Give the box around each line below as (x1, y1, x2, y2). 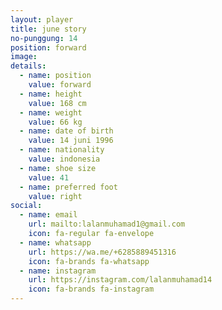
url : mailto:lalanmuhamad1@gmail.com (28, 219, 186, 230)
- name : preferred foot (19, 182, 118, 192)
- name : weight (19, 107, 83, 118)
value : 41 (28, 172, 70, 183)
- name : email (19, 210, 78, 220)
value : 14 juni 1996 (28, 136, 114, 146)
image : (10, 52, 38, 62)
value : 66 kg (28, 117, 83, 127)
